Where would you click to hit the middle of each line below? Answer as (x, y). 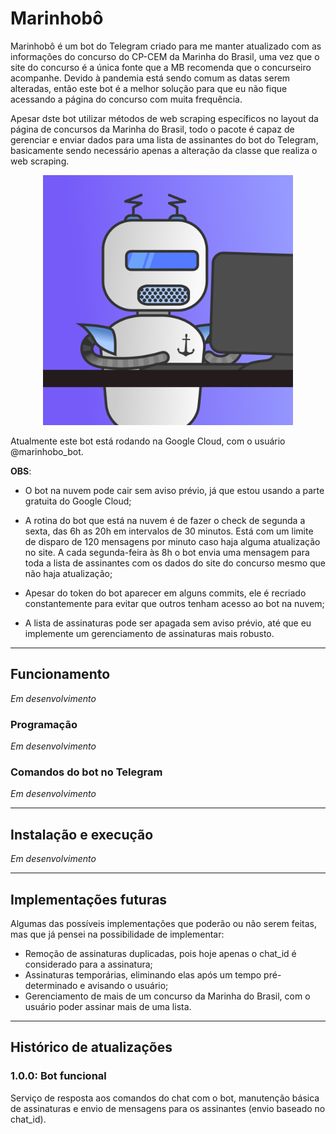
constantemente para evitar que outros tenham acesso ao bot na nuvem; (174, 603)
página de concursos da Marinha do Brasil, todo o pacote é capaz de (152, 129)
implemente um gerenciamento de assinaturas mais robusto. (149, 633)
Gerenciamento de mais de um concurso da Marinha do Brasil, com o (167, 996)
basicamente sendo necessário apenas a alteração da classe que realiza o (164, 150)
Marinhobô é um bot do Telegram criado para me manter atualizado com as (166, 46)
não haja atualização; (68, 573)
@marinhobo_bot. (47, 451)
